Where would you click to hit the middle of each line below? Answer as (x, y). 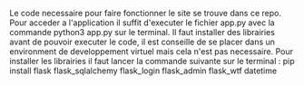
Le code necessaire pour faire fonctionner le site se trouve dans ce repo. (145, 13)
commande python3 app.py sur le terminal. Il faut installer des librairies (142, 32)
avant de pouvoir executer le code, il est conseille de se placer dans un (142, 42)
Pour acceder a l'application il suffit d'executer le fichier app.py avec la (142, 23)
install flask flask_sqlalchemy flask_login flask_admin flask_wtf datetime (143, 71)
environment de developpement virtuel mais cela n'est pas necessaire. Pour (151, 52)
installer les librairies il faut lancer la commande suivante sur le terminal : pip (152, 61)
